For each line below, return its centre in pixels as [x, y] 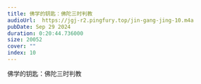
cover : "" [22, 46]
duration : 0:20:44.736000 [45, 33]
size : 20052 [25, 40]
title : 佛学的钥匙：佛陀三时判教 [50, 14]
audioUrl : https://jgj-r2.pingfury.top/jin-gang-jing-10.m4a [100, 20]
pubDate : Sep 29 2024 [39, 27]
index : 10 [22, 53]
